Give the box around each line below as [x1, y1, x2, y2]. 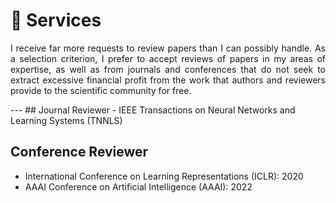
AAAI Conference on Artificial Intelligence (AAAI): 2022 [24, 180, 253, 193]
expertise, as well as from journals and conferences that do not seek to [10, 63, 326, 75]
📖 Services [10, 9, 102, 32]
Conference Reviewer [10, 144, 149, 161]
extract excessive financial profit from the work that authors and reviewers [10, 74, 326, 86]
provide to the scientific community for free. [10, 84, 192, 96]
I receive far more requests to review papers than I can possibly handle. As [10, 42, 326, 54]
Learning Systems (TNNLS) [10, 114, 123, 126]
